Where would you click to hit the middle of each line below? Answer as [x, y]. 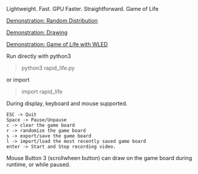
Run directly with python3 [39, 56]
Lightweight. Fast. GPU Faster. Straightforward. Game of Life [82, 9]
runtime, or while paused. [38, 165]
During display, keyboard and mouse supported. [67, 103]
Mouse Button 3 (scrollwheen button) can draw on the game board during [99, 158]
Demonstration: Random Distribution [52, 20]
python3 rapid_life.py [48, 68]
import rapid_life [42, 92]
